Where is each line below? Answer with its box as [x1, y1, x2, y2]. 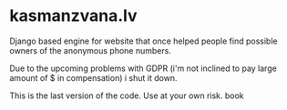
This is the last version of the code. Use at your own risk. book [9, 90, 244, 101]
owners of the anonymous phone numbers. [9, 45, 171, 55]
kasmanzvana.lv [9, 5, 138, 26]
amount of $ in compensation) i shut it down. [9, 72, 178, 83]
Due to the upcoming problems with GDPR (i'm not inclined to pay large [9, 63, 278, 74]
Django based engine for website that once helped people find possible [9, 35, 278, 46]
